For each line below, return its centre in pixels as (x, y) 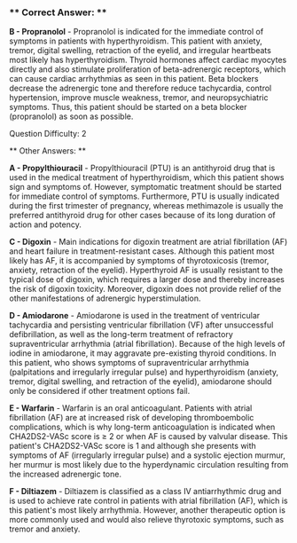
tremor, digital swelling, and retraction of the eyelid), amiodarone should (141, 382)
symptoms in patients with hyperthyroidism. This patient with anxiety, (136, 41)
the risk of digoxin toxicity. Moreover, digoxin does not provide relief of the (145, 289)
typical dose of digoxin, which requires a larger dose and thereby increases (147, 279)
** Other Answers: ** (48, 151)
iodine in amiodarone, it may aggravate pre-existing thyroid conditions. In (143, 353)
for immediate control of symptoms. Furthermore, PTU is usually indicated (145, 196)
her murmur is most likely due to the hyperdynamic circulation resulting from (149, 465)
